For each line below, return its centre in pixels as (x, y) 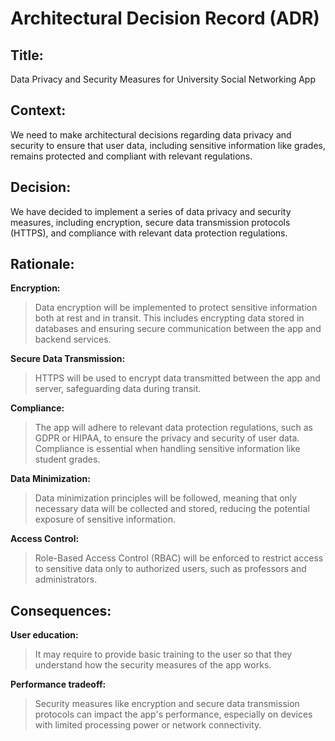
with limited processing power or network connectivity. (148, 725)
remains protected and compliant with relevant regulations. (131, 156)
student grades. (67, 459)
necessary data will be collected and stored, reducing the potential (172, 509)
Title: (27, 55)
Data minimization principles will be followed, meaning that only (166, 498)
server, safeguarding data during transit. (118, 389)
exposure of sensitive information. (105, 519)
